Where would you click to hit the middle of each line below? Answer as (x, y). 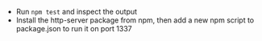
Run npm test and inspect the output (77, 12)
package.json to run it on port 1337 (74, 29)
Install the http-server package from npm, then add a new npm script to (135, 20)
